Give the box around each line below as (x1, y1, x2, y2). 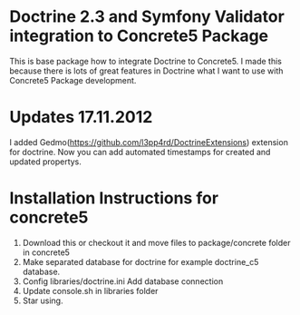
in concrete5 (22, 247, 71, 258)
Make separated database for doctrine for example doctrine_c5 (22, 256, 259, 267)
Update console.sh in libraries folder (22, 285, 159, 296)
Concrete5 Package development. (9, 74, 137, 85)
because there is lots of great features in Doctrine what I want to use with (9, 65, 284, 76)
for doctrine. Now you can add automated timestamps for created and (9, 146, 271, 157)
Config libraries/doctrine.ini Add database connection (22, 275, 224, 287)
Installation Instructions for (9, 188, 219, 209)
